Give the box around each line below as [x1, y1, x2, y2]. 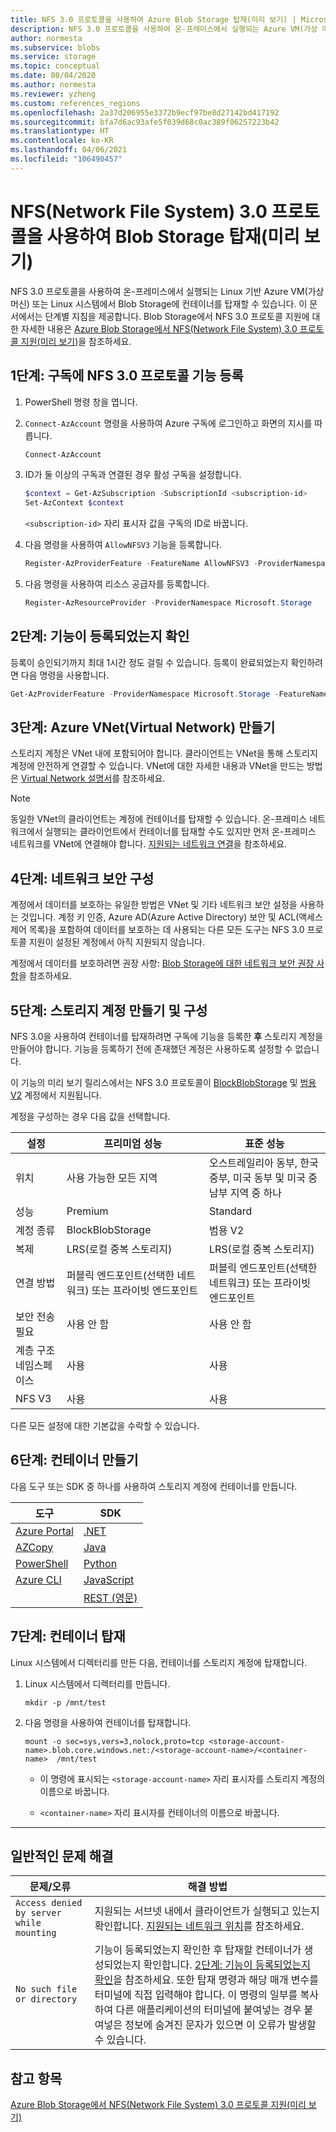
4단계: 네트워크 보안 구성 [10, 870, 155, 887]
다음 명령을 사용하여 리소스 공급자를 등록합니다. [24, 578, 210, 590]
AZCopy [15, 1540, 54, 1554]
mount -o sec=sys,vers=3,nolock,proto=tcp [24, 1736, 205, 1746]
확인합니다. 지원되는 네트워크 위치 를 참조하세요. [94, 1919, 305, 1933]
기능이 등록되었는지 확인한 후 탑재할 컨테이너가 [94, 1943, 302, 1957]
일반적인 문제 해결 [10, 1848, 114, 1865]
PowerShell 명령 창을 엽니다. [24, 396, 138, 408]
